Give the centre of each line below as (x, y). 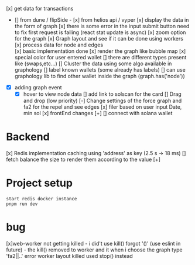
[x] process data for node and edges (59, 45)
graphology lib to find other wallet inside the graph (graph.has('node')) (100, 76)
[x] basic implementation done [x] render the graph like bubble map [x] (100, 51)
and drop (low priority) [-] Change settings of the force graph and (102, 101)
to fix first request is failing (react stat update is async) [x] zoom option (100, 32)
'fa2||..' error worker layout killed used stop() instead (69, 256)
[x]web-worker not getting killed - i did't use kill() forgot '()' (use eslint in (93, 243)
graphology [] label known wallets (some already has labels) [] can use (100, 70)
